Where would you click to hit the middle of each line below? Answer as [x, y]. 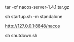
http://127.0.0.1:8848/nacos [33, 26]
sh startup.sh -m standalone [34, 16]
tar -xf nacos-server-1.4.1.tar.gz [37, 7]
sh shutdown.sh [21, 35]
